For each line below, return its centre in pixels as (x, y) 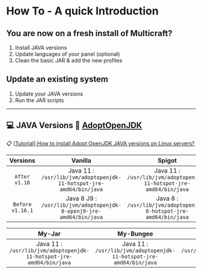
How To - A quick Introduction (83, 11)
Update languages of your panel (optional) (67, 54)
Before (22, 204)
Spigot (167, 160)
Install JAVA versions (41, 47)
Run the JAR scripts (39, 100)
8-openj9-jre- (81, 211)
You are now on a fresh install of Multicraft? (89, 33)
